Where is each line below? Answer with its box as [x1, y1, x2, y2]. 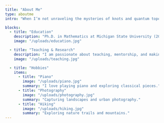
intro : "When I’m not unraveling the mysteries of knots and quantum [5, 16, 150, 21]
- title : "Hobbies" [9, 65, 49, 70]
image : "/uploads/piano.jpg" [22, 79, 82, 84]
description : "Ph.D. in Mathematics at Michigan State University [14, 34, 152, 39]
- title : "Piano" [18, 74, 54, 80]
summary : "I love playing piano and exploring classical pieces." [22, 83, 161, 88]
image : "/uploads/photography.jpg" [22, 92, 95, 98]
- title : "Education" [9, 30, 54, 35]
